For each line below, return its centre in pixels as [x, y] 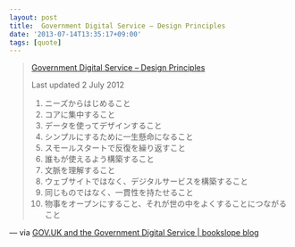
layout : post [34, 17]
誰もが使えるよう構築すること [99, 159]
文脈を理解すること [80, 170]
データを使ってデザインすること [103, 126]
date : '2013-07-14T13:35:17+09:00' [76, 34]
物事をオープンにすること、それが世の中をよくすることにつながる [166, 204]
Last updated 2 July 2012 [78, 85]
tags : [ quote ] [36, 42]
